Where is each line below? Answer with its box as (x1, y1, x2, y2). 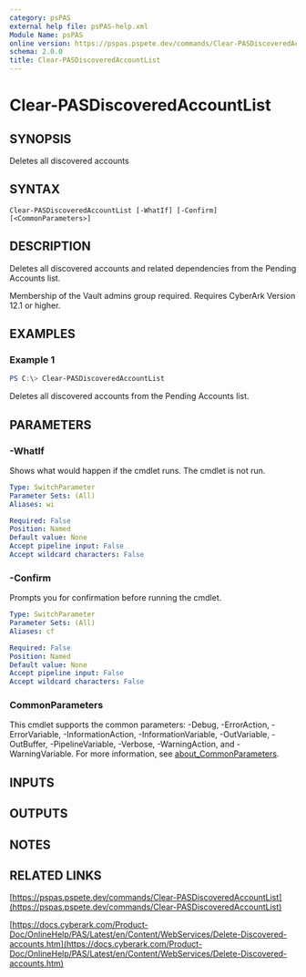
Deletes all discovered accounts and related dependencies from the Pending (9, 262, 297, 273)
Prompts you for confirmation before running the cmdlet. (9, 592, 222, 603)
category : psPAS (9, 13, 71, 23)
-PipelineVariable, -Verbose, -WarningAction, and (49, 739, 235, 750)
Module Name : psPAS (9, 30, 84, 39)
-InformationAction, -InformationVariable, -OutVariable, (63, 729, 270, 740)
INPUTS (9, 775, 55, 790)
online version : (9, 38, 71, 48)
